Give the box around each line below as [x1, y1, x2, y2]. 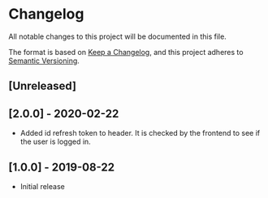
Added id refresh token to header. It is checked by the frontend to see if [19, 128, 261, 138]
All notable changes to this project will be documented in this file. [8, 32, 227, 41]
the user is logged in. [19, 137, 91, 146]
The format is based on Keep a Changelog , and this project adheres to [8, 47, 244, 57]
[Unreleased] [8, 79, 77, 93]
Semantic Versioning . [8, 56, 80, 65]
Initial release [19, 181, 65, 191]
